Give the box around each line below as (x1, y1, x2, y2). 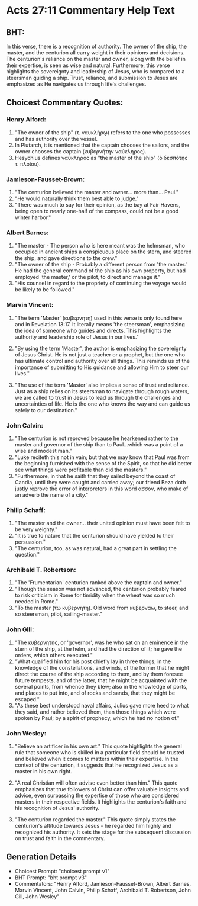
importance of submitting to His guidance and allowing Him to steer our (14, 364, 189, 371)
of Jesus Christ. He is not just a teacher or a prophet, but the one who (14, 351, 185, 358)
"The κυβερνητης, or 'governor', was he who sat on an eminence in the (14, 639, 189, 646)
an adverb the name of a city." (14, 491, 89, 498)
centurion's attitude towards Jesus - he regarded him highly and (14, 823, 172, 830)
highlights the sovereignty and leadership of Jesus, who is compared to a (6, 68, 185, 75)
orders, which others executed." (14, 651, 93, 658)
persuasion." (14, 538, 46, 545)
